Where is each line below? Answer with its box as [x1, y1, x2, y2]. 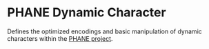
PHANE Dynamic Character [7, 5, 167, 20]
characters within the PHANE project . [7, 34, 113, 42]
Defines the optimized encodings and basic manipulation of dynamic [7, 27, 202, 35]
